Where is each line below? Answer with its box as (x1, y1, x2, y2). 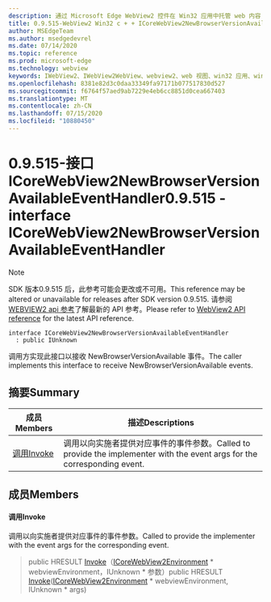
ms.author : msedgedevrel (8, 34, 92, 43)
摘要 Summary (8, 385, 80, 400)
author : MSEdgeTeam (8, 27, 74, 35)
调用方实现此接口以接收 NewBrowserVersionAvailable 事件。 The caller (8, 351, 242, 360)
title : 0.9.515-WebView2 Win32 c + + (8, 19, 135, 27)
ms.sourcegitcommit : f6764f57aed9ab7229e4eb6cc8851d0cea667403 (8, 86, 226, 95)
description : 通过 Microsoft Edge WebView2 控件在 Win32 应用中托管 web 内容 (8, 11, 261, 20)
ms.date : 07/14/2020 (8, 42, 78, 50)
